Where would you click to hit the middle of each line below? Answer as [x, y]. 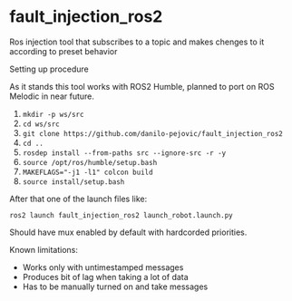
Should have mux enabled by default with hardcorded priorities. [128, 232]
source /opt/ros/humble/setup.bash [90, 162]
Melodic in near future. [52, 96]
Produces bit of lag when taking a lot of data [105, 277]
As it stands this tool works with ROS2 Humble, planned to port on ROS [142, 86]
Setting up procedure [49, 69]
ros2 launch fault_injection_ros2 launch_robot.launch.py [121, 215]
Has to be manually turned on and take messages [115, 286]
